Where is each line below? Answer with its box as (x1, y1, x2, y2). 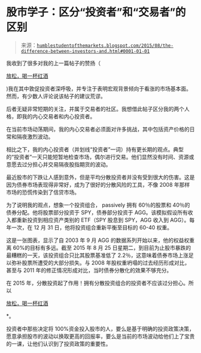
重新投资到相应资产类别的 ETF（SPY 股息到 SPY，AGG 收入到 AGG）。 (16, 216, 190, 223)
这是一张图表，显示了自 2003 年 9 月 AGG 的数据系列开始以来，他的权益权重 (6, 237, 195, 244)
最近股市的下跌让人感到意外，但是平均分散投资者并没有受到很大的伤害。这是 (6, 173, 195, 181)
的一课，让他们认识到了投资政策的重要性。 (6, 340, 111, 347)
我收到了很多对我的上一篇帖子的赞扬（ (6, 59, 100, 67)
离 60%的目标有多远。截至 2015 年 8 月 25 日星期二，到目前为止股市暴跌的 (6, 244, 191, 251)
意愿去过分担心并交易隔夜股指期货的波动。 (6, 160, 111, 168)
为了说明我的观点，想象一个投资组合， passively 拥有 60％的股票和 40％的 (6, 201, 190, 208)
